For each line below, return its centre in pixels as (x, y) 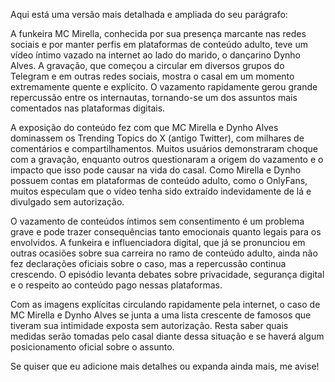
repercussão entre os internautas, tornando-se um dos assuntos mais (154, 97)
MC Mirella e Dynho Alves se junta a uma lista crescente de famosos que (161, 315)
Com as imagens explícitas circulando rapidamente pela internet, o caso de (165, 304)
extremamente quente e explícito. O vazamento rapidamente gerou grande (164, 87)
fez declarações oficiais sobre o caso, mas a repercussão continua (148, 263)
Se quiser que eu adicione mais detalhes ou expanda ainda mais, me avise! (165, 366)
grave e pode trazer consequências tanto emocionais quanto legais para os (166, 232)
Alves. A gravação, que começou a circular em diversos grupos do (147, 65)
